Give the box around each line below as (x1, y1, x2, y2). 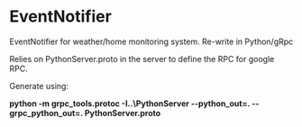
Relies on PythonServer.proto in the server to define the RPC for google (9, 53, 275, 64)
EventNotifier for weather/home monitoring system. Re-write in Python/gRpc (9, 36, 294, 47)
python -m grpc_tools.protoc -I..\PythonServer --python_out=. (9, 97, 251, 109)
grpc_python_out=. (9, 107, 84, 118)
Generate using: (9, 80, 69, 91)
